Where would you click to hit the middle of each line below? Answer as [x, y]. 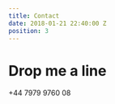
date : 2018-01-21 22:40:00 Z [57, 23]
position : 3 [28, 31]
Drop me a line [57, 71]
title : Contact [34, 16]
